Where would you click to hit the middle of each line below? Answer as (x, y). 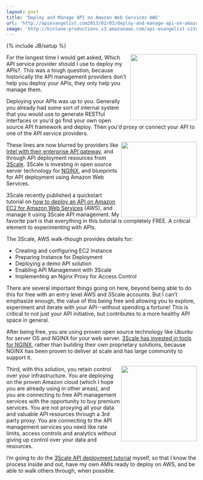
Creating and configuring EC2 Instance (63, 251)
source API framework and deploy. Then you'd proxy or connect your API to (101, 127)
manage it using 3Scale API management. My (63, 214)
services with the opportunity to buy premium (63, 402)
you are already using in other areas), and (58, 389)
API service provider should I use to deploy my (64, 64)
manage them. (24, 90)
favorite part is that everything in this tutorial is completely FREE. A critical (98, 221)
